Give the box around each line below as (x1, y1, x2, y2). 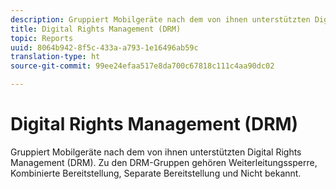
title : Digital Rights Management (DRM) (10, 24, 182, 34)
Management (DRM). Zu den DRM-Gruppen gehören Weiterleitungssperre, (10, 156, 318, 168)
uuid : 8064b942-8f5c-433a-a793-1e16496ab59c (10, 42, 199, 53)
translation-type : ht (10, 52, 101, 62)
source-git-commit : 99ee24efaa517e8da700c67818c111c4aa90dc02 (10, 61, 275, 71)
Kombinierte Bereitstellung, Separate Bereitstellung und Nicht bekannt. (10, 167, 302, 179)
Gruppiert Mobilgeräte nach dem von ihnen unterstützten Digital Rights (10, 146, 302, 158)
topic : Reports (10, 33, 74, 43)
